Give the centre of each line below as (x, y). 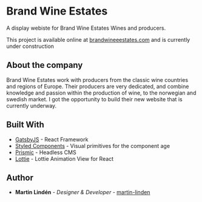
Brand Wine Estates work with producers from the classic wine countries (97, 79)
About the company (45, 65)
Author (20, 177)
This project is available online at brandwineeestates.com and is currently (98, 39)
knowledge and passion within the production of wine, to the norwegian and (101, 93)
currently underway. (32, 106)
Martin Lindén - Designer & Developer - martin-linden (82, 192)
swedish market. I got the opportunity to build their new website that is (95, 99)
